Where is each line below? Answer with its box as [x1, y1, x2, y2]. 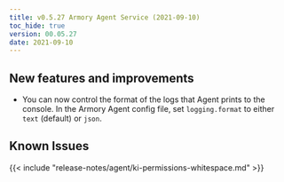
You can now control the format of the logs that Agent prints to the [21, 94, 265, 105]
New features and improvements [9, 70, 194, 85]
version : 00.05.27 [9, 29, 77, 38]
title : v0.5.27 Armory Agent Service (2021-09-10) [9, 12, 201, 22]
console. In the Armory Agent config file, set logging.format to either [21, 104, 275, 115]
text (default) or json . [21, 113, 102, 124]
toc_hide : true [9, 21, 66, 30]
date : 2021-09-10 [9, 37, 74, 47]
